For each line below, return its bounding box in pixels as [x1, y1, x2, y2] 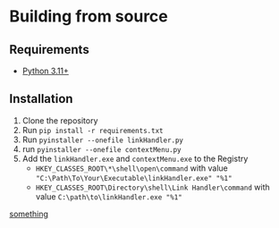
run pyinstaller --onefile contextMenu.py [21, 143, 182, 154]
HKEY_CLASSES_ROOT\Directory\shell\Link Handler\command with [35, 182, 270, 192]
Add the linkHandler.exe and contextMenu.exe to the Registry [21, 153, 249, 164]
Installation [9, 91, 73, 106]
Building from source [9, 6, 168, 27]
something [9, 208, 49, 219]
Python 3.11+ [21, 65, 70, 76]
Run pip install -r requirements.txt [21, 124, 164, 135]
